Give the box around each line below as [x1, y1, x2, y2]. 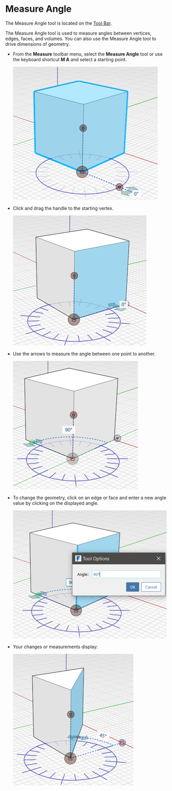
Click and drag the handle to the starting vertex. [12, 205, 114, 211]
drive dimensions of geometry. [5, 41, 70, 47]
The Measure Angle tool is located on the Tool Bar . [5, 20, 112, 26]
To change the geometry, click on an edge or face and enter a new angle [12, 494, 166, 501]
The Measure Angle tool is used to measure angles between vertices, [5, 30, 152, 36]
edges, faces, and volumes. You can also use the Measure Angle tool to [5, 35, 157, 42]
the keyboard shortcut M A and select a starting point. [12, 56, 127, 62]
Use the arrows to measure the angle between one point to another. [12, 351, 156, 357]
